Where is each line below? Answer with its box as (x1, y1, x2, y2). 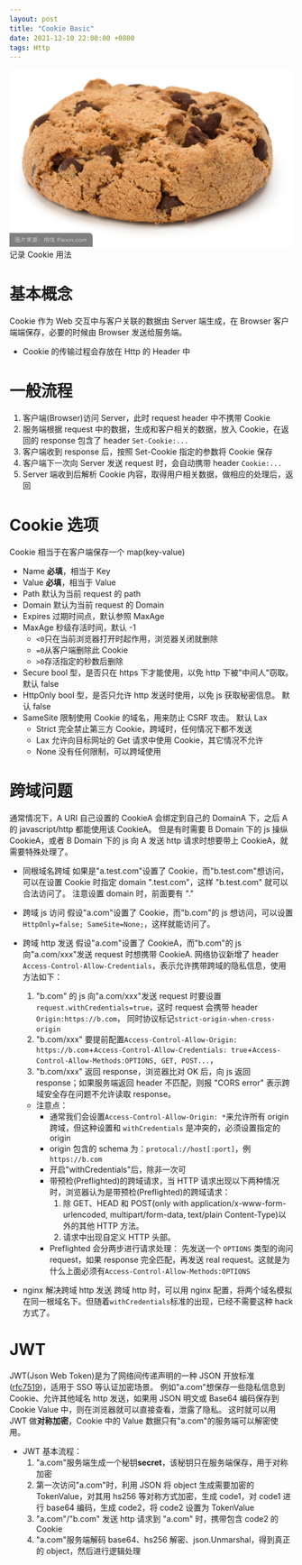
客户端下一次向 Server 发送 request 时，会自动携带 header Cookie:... (22, 458, 282, 469)
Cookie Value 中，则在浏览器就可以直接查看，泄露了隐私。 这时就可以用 (9, 1404, 277, 1414)
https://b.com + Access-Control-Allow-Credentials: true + (35, 1044, 253, 1055)
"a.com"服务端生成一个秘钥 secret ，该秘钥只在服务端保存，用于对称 (35, 1457, 288, 1468)
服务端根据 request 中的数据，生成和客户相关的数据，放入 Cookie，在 (22, 424, 282, 435)
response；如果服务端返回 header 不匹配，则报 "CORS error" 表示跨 (35, 1077, 290, 1088)
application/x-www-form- (190, 1198, 287, 1208)
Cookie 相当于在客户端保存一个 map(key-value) (9, 546, 186, 558)
